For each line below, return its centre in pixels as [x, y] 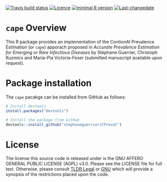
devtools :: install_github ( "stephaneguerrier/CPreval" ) [64, 124]
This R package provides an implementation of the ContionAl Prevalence [80, 41]
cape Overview [36, 28]
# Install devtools [26, 106]
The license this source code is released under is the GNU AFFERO [75, 158]
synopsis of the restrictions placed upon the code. [57, 174]
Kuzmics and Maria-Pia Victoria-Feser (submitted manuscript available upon [84, 57]
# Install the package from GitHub [43, 120]
